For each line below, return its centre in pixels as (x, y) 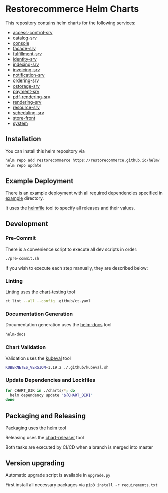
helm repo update (23, 165)
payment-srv (26, 91)
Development (27, 224)
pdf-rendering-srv (31, 97)
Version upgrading (35, 463)
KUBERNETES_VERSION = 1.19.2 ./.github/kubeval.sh (57, 367)
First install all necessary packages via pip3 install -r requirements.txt (81, 485)
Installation (23, 139)
